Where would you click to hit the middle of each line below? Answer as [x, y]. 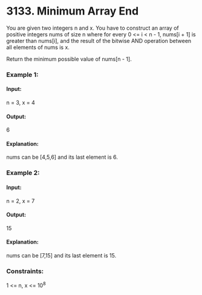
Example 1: [22, 75]
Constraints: [25, 271]
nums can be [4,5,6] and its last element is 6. [62, 157]
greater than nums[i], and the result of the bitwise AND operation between [99, 41]
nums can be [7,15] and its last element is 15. [61, 255]
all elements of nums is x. [38, 47]
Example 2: [23, 173]
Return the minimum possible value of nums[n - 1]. [69, 59]
